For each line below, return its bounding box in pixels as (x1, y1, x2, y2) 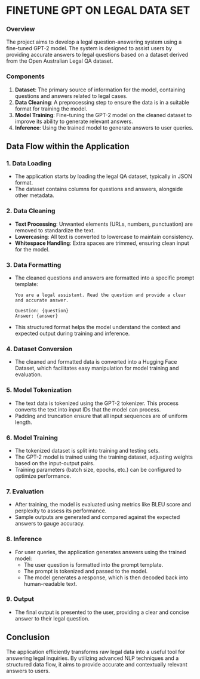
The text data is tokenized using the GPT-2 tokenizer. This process (14, 400, 179, 407)
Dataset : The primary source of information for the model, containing (14, 86, 186, 93)
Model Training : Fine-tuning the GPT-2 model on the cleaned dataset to (14, 111, 192, 118)
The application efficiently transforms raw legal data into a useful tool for (6, 648, 186, 655)
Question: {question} (14, 308, 69, 314)
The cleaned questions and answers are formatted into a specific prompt (14, 274, 195, 281)
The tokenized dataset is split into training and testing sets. (14, 447, 160, 454)
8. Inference (6, 535, 42, 543)
